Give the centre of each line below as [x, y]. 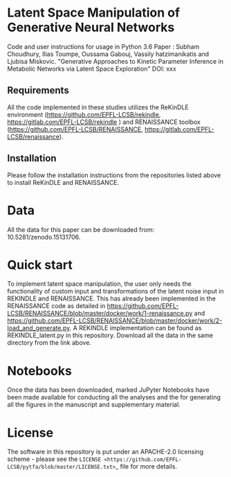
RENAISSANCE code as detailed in [56, 306]
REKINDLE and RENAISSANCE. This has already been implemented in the [112, 298]
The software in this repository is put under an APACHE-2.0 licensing [105, 452]
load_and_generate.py [39, 328]
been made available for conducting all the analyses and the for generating [114, 397]
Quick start [40, 265]
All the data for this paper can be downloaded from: [81, 229]
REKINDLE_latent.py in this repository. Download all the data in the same [110, 335]
